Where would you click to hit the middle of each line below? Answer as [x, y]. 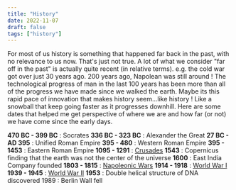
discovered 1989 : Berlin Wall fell [55, 181]
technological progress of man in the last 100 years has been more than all [117, 84]
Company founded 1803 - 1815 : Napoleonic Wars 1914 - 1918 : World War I [117, 166]
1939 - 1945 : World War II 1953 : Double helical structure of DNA [103, 173]
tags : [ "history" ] [34, 34]
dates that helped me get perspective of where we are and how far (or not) [117, 114]
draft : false [27, 27]
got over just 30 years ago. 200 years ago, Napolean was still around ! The [117, 77]
